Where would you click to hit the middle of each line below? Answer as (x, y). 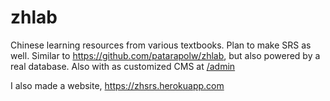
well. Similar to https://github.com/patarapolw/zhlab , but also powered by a (165, 55)
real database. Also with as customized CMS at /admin (123, 66)
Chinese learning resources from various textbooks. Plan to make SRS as (161, 45)
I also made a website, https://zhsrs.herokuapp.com (117, 85)
